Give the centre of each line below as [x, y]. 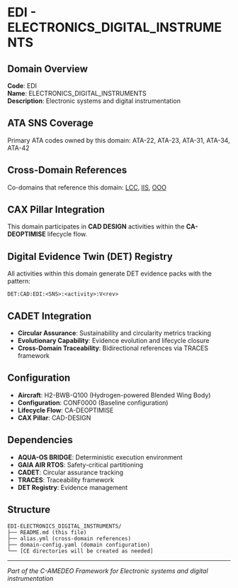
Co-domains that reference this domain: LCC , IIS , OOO [87, 187]
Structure [29, 510]
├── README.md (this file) [47, 532]
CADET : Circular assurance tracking [70, 472]
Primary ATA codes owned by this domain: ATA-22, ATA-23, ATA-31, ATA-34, [119, 140]
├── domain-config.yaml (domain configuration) [79, 545]
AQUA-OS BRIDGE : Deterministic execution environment [100, 457]
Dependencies [40, 440]
